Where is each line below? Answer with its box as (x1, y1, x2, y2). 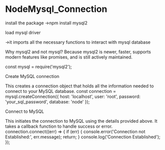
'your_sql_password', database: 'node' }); (5, 98, 90, 105)
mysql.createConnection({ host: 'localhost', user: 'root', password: (5, 93, 141, 99)
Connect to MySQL (5, 108, 44, 114)
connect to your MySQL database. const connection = (5, 88, 116, 94)
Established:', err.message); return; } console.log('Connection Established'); (5, 134, 161, 140)
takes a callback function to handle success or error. (5, 123, 113, 129)
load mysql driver (5, 29, 41, 35)
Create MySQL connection (5, 73, 60, 79)
